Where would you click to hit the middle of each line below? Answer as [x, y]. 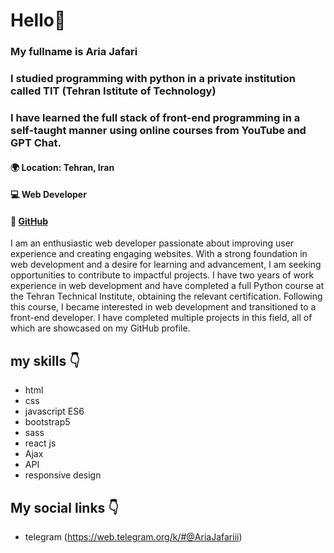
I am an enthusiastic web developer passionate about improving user [152, 243]
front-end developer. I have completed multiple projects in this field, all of [161, 318]
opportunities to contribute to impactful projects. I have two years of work [162, 275]
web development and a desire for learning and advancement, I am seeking [166, 265]
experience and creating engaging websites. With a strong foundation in [159, 254]
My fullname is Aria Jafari [74, 52]
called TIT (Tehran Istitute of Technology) [113, 91]
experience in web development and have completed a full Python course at [167, 286]
